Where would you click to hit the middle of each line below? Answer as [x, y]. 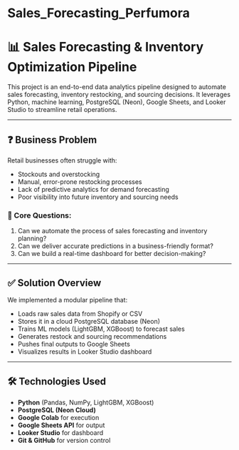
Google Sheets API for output [61, 425]
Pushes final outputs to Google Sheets [74, 344]
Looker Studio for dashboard [60, 432]
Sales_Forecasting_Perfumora [99, 13]
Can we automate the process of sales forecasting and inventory [112, 231]
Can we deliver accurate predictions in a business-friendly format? [115, 246]
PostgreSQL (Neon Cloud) [57, 410]
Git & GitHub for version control [64, 440]
